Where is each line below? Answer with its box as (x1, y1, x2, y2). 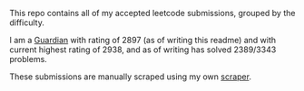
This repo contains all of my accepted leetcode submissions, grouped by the (9, 8, 296, 18)
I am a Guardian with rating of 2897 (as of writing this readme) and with (9, 35, 277, 45)
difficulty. (9, 17, 45, 28)
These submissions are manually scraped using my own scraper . (9, 71, 252, 82)
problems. (9, 54, 47, 64)
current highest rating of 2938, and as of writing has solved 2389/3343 (9, 44, 277, 55)
